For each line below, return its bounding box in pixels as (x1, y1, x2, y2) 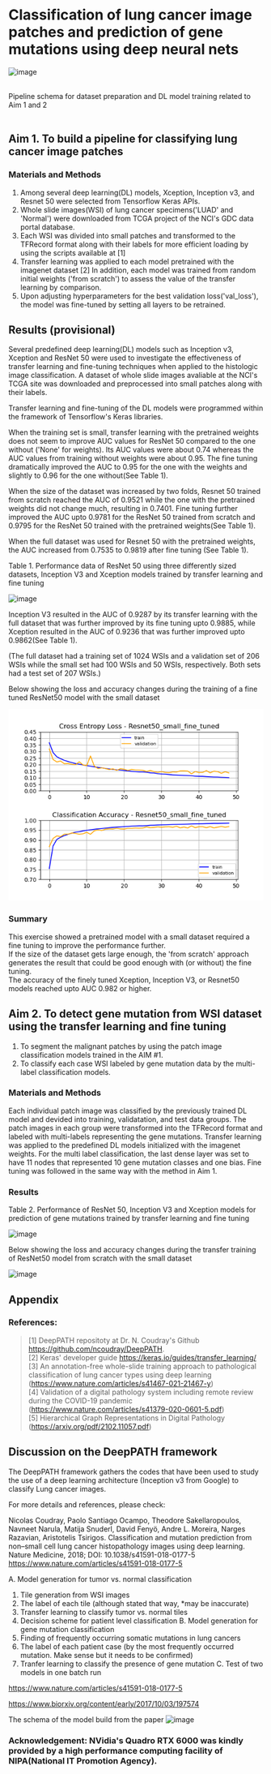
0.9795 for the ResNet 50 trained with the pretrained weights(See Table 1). (8, 521, 256, 530)
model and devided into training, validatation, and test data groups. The (8, 1114, 247, 1124)
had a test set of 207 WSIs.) (8, 668, 101, 678)
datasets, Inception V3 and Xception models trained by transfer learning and (8, 569, 263, 579)
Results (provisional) (8, 323, 116, 337)
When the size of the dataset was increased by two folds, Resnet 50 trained (8, 487, 261, 496)
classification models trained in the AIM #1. (19, 1050, 163, 1059)
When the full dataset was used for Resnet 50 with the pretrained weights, (8, 537, 256, 547)
